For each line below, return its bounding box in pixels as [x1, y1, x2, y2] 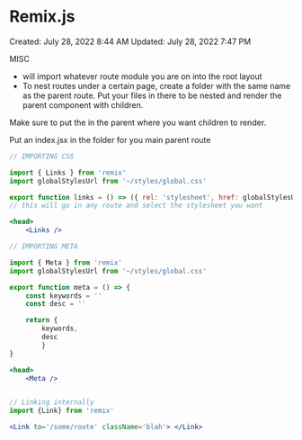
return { [25, 316, 58, 325]
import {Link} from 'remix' [9, 407, 115, 416]
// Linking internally [9, 398, 94, 407]
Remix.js [9, 6, 75, 27]
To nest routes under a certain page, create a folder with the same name [22, 80, 291, 91]
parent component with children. [22, 99, 144, 110]
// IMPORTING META [9, 242, 78, 251]
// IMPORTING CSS [9, 151, 75, 161]
